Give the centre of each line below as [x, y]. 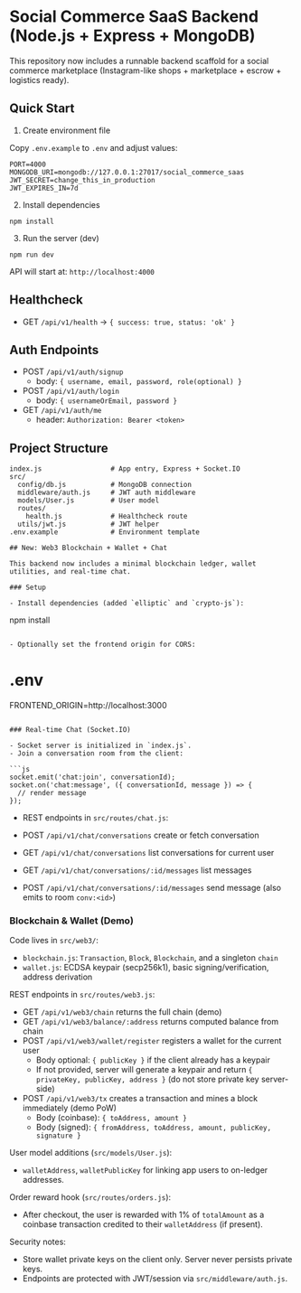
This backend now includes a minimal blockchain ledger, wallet [133, 564]
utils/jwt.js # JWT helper [89, 525]
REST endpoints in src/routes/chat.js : [95, 818]
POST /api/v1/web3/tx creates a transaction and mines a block [140, 1099]
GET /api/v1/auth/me [62, 410]
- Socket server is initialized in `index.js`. [101, 746]
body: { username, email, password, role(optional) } [139, 381]
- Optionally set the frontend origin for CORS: [103, 645]
